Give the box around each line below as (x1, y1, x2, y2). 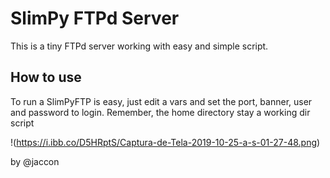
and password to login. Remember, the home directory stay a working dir (10, 106, 311, 118)
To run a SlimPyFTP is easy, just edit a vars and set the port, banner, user (10, 95, 313, 107)
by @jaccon (10, 155, 60, 167)
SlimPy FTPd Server (10, 7, 180, 30)
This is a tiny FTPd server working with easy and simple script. (10, 40, 269, 52)
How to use (10, 69, 82, 86)
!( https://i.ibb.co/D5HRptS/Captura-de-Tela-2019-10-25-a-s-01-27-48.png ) (10, 136, 321, 148)
